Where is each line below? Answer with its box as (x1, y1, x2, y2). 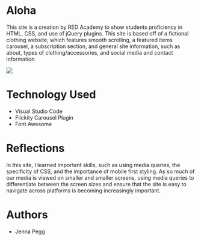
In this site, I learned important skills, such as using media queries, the (6, 161, 181, 168)
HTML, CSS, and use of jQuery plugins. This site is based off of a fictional (6, 29, 189, 37)
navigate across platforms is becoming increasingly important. (6, 187, 161, 194)
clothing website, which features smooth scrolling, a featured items (6, 36, 173, 43)
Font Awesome (14, 120, 52, 127)
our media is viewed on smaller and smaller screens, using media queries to (6, 174, 194, 181)
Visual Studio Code (14, 108, 63, 115)
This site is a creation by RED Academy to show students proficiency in (6, 23, 183, 31)
